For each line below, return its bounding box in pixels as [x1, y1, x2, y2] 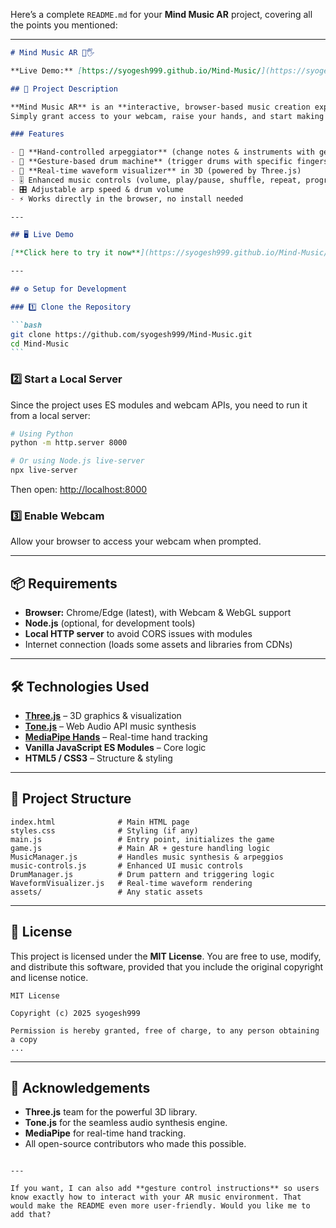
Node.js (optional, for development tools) [24, 617, 196, 629]
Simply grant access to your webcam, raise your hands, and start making [10, 111, 325, 121]
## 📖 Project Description [10, 84, 118, 94]
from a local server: [10, 409, 91, 421]
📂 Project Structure [10, 790, 132, 808]
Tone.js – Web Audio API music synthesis [24, 720, 197, 732]
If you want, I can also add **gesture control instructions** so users [10, 1184, 320, 1194]
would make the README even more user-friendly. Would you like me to [10, 1201, 311, 1211]
